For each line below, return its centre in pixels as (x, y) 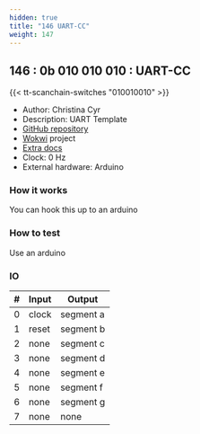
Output (83, 299)
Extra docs (42, 148)
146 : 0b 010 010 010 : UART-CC (100, 71)
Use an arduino (37, 252)
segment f (81, 387)
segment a (82, 314)
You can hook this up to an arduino (74, 210)
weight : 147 (31, 34)
